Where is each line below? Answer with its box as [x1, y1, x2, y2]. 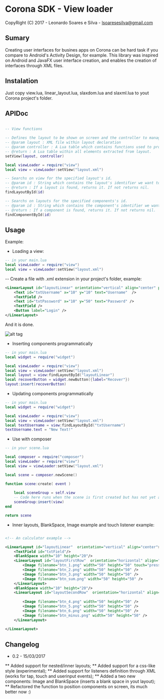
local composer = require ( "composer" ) [5, 455, 84, 459]
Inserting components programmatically [12, 340, 93, 347]
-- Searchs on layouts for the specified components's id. [5, 198, 128, 203]
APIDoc [5, 109, 28, 117]
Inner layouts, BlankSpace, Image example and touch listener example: [12, 522, 155, 528]
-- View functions [5, 127, 42, 132]
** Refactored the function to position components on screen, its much [5, 684, 148, 690]
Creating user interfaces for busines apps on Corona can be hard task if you [5, 47, 158, 53]
